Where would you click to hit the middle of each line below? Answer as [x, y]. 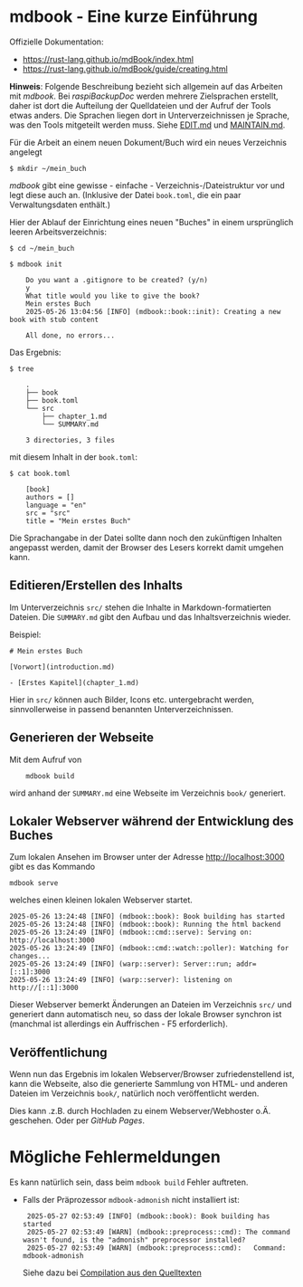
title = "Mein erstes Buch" [78, 521]
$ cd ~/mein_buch [42, 248]
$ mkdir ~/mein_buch [48, 168]
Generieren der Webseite [82, 738]
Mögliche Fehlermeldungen [115, 1157]
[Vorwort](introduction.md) [62, 667]
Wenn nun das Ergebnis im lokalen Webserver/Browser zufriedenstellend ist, [152, 1074]
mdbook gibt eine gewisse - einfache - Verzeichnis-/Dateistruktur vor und [147, 185]
